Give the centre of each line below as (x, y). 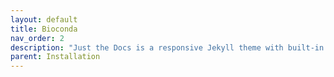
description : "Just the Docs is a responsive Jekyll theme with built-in (167, 47)
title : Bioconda (44, 29)
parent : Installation (55, 57)
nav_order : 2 (37, 38)
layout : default (44, 19)
